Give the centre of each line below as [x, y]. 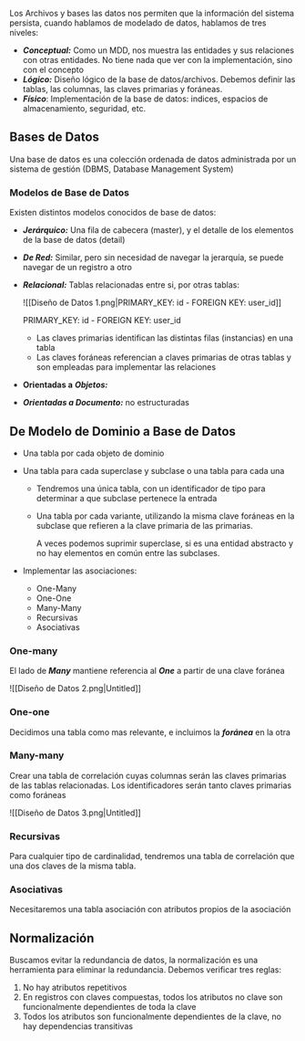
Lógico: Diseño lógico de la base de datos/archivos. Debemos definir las [159, 79]
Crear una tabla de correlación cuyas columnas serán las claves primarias [148, 775]
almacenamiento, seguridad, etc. [84, 108]
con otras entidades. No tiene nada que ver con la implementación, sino [158, 60]
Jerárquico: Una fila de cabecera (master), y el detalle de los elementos [158, 230]
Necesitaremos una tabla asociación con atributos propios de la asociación [150, 910]
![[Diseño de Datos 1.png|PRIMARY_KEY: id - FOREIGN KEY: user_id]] [152, 303]
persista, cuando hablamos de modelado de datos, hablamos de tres [138, 23]
